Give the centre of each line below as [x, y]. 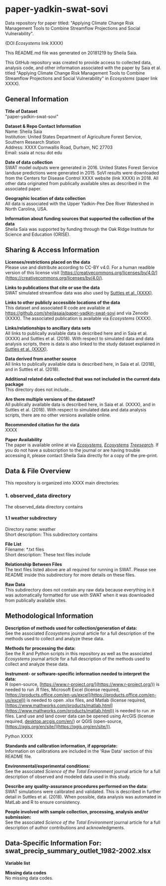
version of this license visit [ [34, 273]
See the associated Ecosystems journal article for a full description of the [80, 633]
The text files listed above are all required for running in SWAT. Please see [81, 569]
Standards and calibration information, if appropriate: [61, 746]
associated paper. [24, 189]
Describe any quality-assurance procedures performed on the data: [76, 786]
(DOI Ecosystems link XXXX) [34, 43]
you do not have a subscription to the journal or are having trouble [73, 450]
